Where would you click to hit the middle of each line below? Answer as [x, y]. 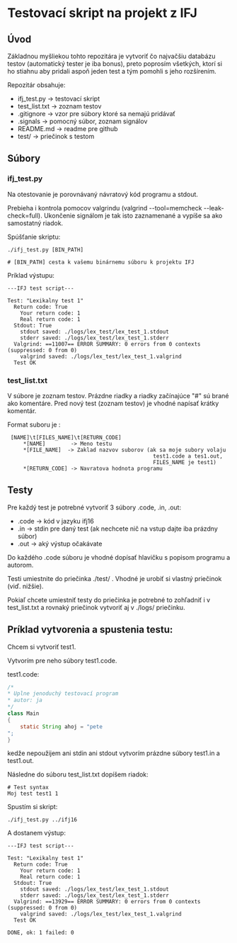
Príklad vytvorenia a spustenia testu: [90, 629]
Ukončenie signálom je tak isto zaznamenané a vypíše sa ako [133, 215]
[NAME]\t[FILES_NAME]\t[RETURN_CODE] [66, 437]
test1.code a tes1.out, [188, 456]
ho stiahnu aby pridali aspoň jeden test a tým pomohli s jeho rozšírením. [112, 71]
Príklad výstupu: [31, 275]
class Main [23, 713]
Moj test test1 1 [33, 794]
